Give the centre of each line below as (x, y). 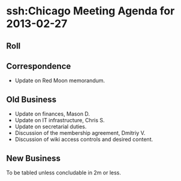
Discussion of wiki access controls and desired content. (84, 140)
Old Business (31, 99)
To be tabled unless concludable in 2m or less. (64, 173)
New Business (34, 158)
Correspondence (39, 66)
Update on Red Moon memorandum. (60, 81)
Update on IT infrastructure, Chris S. (60, 120)
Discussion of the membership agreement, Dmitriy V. (80, 133)
